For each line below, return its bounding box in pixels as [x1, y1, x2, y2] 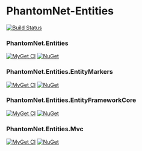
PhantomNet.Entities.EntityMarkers [6, 68, 113, 76]
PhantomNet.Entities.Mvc [6, 125, 84, 133]
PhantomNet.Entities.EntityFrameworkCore [6, 96, 137, 104]
